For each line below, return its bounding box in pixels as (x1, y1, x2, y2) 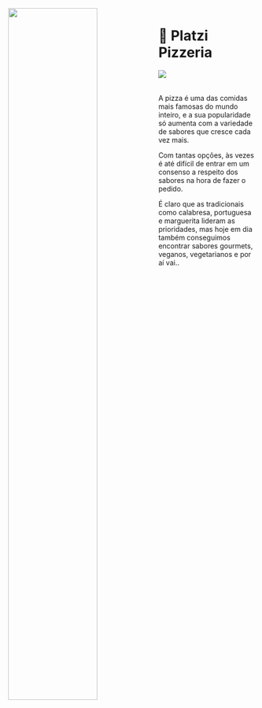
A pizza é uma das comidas (158, 93, 248, 102)
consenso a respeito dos (158, 167, 238, 177)
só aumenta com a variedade (158, 118, 253, 128)
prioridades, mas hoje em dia (158, 224, 253, 233)
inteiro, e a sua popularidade (158, 110, 251, 119)
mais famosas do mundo (158, 102, 238, 111)
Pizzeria (158, 43, 212, 61)
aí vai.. (158, 258, 179, 267)
